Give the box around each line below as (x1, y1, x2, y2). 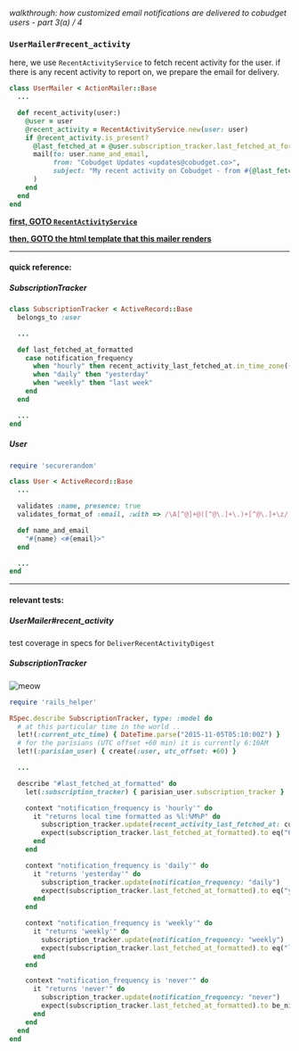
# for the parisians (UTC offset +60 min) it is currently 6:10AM (17, 739, 269, 748)
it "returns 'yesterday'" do (32, 869, 141, 878)
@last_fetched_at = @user (32, 142, 129, 151)
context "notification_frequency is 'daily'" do (25, 861, 209, 870)
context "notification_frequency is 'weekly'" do (25, 919, 214, 928)
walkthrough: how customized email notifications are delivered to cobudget (9, 8, 287, 18)
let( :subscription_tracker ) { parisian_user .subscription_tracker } (25, 787, 285, 797)
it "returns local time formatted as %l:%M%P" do (32, 812, 221, 821)
